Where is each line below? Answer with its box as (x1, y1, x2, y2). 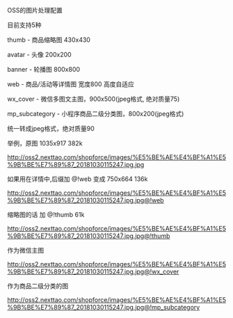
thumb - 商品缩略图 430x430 (7, 35, 90, 44)
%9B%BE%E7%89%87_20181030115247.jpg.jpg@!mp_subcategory (7, 303, 200, 311)
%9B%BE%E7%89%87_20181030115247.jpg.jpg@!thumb (7, 232, 170, 240)
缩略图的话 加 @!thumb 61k (7, 211, 85, 218)
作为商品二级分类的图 (7, 282, 68, 290)
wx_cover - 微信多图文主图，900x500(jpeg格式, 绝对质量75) (7, 95, 180, 103)
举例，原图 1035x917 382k (7, 139, 83, 148)
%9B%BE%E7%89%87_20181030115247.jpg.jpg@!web (7, 196, 165, 204)
